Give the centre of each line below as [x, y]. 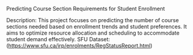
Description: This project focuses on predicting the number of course [93, 20]
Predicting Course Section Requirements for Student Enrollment [86, 9]
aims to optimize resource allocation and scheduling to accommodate [93, 33]
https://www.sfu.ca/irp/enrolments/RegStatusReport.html [80, 45]
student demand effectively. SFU [47, 39]
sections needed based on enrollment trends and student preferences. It [97, 27]
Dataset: [100, 39]
